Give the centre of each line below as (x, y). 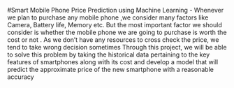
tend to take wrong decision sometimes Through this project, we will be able (117, 47)
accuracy (21, 77)
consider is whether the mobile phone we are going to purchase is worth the (117, 32)
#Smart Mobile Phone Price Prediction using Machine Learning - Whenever (116, 10)
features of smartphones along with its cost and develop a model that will (113, 62)
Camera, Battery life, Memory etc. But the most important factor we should (115, 25)
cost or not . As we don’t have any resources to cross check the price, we (113, 40)
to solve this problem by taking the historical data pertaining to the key (109, 54)
